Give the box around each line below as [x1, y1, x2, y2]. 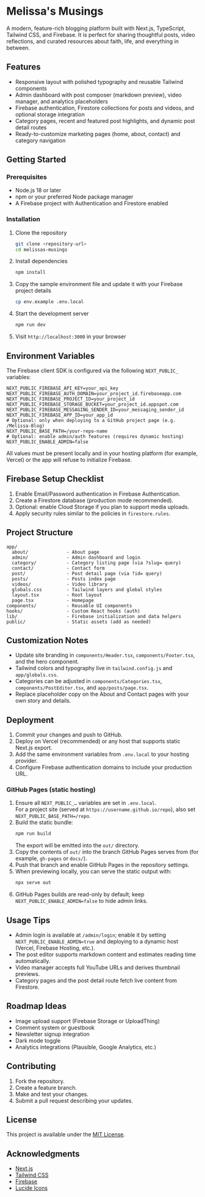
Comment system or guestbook [15, 1024, 95, 1031]
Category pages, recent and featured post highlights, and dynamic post [15, 117, 195, 124]
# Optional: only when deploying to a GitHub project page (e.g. [6, 417, 176, 423]
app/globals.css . [15, 671, 59, 678]
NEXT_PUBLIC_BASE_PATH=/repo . [15, 812, 92, 820]
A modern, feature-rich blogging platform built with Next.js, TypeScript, [6, 25, 186, 32]
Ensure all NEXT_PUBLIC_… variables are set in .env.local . [15, 799, 157, 807]
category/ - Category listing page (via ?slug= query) [12, 559, 182, 566]
